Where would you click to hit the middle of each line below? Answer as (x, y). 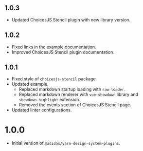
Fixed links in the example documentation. (54, 47)
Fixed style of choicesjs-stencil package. (54, 79)
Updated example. (30, 84)
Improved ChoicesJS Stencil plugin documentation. (63, 52)
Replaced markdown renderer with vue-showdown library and (79, 94)
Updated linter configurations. (42, 110)
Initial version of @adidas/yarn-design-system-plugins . (66, 143)
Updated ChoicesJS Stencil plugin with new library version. (71, 19)
